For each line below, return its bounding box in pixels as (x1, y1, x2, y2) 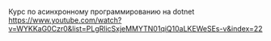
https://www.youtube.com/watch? (8, 15, 122, 25)
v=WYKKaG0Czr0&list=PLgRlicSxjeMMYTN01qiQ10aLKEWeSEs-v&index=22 (8, 24, 263, 33)
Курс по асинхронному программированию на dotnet (8, 7, 195, 16)
